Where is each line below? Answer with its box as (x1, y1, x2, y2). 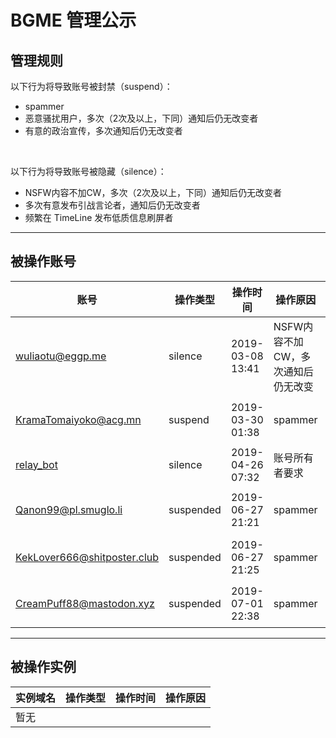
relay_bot (15, 457, 58, 471)
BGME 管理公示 (10, 9, 137, 32)
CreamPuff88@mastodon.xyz (15, 596, 155, 610)
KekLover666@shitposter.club (15, 550, 160, 564)
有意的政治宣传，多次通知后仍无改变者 (24, 125, 183, 136)
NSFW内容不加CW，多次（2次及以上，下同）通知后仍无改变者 (24, 187, 282, 198)
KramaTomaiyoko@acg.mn (15, 412, 142, 426)
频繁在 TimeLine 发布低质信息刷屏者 (24, 212, 174, 223)
